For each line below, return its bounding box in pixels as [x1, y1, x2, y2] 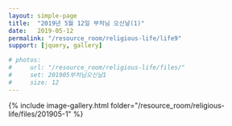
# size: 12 [8, 78, 60, 87]
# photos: [8, 56, 42, 64]
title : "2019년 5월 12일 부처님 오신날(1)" [8, 19, 145, 27]
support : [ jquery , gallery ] [8, 42, 103, 50]
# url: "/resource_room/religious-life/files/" [8, 63, 185, 72]
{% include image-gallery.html [8, 100, 110, 110]
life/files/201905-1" [8, 109, 72, 119]
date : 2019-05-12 [8, 26, 74, 35]
